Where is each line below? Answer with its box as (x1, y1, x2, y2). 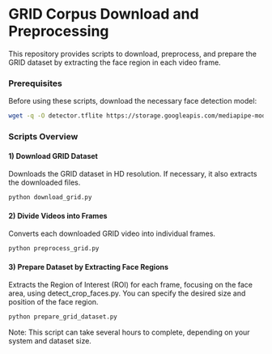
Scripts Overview (8, 131, 79, 143)
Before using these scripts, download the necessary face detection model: (8, 96, 257, 106)
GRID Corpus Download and (8, 5, 200, 23)
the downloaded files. (8, 177, 81, 187)
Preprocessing (8, 22, 109, 41)
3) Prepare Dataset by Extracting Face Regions (8, 262, 168, 271)
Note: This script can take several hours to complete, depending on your (8, 327, 250, 337)
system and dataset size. (8, 336, 91, 346)
